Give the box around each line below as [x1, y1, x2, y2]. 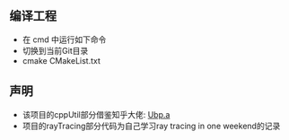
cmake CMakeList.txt [22, 55, 101, 66]
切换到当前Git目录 [22, 45, 89, 56]
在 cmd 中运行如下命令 [22, 34, 107, 45]
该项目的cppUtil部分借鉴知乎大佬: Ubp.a [22, 109, 171, 119]
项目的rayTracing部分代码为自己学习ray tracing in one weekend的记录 [22, 120, 281, 131]
